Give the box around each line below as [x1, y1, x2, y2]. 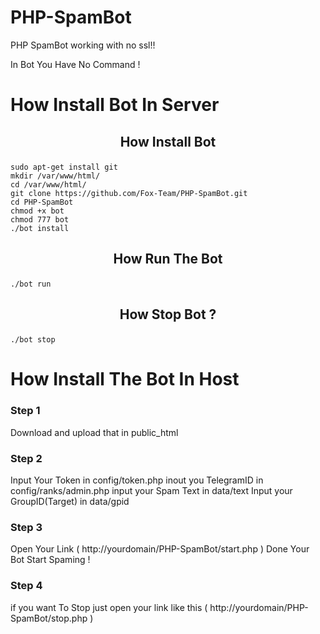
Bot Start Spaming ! [10, 554, 91, 566]
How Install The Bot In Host [10, 368, 240, 391]
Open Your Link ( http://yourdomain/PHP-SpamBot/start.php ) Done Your [10, 543, 310, 555]
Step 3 [10, 521, 43, 534]
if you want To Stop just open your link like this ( [10, 601, 208, 613]
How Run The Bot [113, 250, 223, 267]
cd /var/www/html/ [10, 179, 87, 190]
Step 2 [10, 451, 43, 465]
